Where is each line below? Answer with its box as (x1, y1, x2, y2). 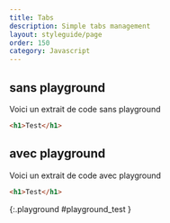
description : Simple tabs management (9, 22, 151, 31)
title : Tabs (9, 13, 54, 22)
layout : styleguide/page (9, 30, 103, 39)
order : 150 (9, 38, 50, 48)
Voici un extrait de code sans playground (9, 103, 161, 114)
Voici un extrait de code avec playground (9, 170, 162, 181)
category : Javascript (9, 47, 91, 56)
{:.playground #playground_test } (9, 203, 132, 214)
